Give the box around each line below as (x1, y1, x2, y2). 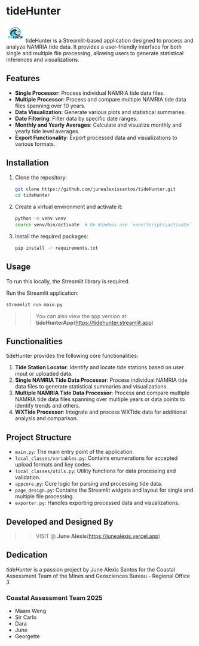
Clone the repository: (14, 174, 68, 181)
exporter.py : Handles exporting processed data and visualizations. (14, 500, 180, 507)
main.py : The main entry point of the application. (14, 448, 134, 456)
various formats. (14, 140, 56, 148)
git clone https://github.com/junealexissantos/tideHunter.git (14, 186, 176, 192)
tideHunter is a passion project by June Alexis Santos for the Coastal (6, 566, 175, 573)
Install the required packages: (14, 233, 88, 240)
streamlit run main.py (6, 301, 63, 307)
